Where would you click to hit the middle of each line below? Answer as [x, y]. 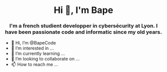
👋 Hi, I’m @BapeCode [33, 43]
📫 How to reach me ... [34, 64]
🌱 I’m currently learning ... [38, 53]
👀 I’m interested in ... [32, 48]
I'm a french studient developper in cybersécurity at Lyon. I [83, 26]
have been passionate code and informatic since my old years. [83, 32]
